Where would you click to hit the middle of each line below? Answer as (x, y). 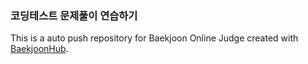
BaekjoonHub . (39, 49)
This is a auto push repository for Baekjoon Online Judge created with (154, 38)
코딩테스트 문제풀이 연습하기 (74, 15)
